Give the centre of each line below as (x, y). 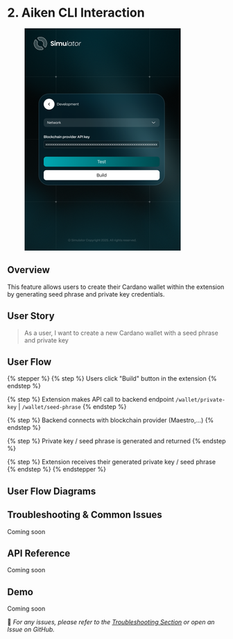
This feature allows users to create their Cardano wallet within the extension (116, 287)
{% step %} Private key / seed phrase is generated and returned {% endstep (116, 441)
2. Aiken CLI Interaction (76, 13)
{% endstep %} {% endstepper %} (57, 470)
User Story (31, 316)
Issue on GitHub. (31, 629)
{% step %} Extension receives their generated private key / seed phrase (112, 462)
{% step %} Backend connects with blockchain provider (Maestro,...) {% (111, 420)
